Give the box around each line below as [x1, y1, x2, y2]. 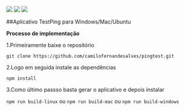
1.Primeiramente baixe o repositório [6, 42, 95, 48]
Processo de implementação [6, 30, 80, 37]
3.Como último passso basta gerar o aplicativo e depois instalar [6, 86, 165, 93]
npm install [6, 75, 36, 81]
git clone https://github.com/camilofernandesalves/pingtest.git [6, 53, 174, 59]
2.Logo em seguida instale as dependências [6, 64, 116, 71]
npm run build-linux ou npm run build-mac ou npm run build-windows [6, 98, 180, 105]
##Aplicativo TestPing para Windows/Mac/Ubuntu [6, 18, 131, 25]
